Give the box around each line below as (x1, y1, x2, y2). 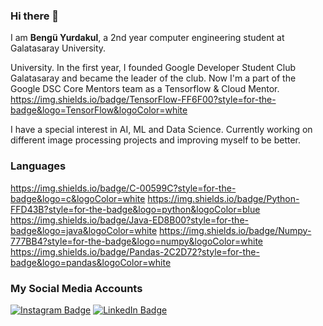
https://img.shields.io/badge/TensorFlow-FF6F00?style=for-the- (10, 94, 277, 106)
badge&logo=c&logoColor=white (10, 192, 146, 204)
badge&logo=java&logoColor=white (10, 224, 158, 236)
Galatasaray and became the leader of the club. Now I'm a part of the (10, 72, 297, 84)
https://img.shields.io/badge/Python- (147, 192, 300, 204)
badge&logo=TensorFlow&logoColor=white (10, 104, 188, 116)
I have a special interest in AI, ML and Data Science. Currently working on (10, 124, 313, 136)
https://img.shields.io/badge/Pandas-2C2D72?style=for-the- (10, 245, 260, 258)
